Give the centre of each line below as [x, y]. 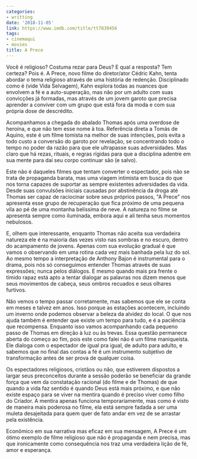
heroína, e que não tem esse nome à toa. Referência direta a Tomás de [92, 128]
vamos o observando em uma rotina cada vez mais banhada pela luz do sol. [98, 252]
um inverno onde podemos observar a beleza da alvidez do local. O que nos [99, 313]
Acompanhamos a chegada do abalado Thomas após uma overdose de [93, 122]
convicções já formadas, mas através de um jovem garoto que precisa [91, 98]
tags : [13, 34]
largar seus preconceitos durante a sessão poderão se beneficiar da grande [98, 376]
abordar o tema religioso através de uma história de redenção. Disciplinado [97, 79]
